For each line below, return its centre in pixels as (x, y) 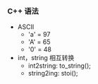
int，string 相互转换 (46, 58)
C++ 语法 (23, 11)
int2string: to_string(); (60, 66)
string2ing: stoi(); (53, 73)
